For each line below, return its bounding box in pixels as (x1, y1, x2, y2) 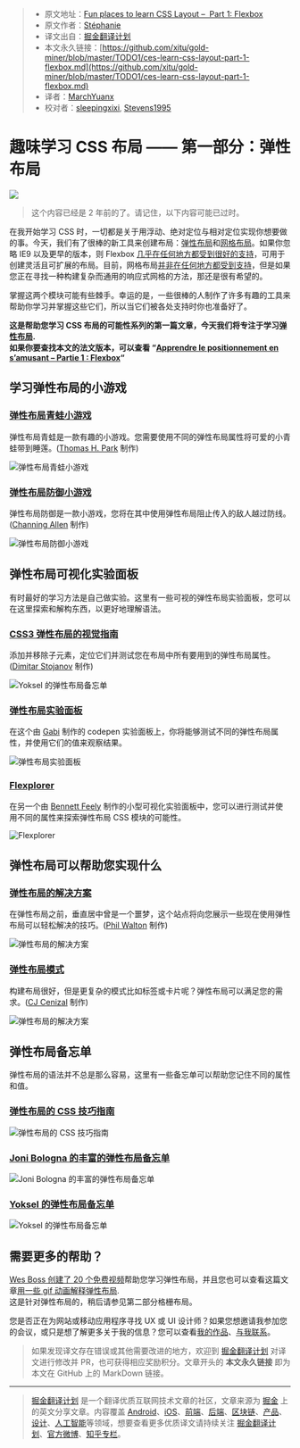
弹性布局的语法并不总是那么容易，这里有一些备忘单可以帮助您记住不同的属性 (9, 1069, 291, 1080)
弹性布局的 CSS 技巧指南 (9, 1105, 115, 1118)
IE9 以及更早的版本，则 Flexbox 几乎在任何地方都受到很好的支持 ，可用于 (19, 248, 286, 259)
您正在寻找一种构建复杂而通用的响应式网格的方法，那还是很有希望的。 (9, 270, 268, 281)
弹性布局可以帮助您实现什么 (9, 858, 162, 873)
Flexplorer (9, 779, 55, 792)
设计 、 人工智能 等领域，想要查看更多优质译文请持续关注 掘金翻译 (30, 1418, 269, 1428)
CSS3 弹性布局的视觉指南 (9, 628, 119, 640)
